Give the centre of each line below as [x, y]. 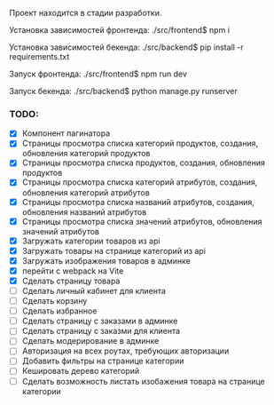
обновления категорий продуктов [86, 154]
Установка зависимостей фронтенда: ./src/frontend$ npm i [120, 30]
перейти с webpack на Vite [73, 271]
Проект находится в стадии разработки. [86, 13]
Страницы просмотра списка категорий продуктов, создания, [140, 143]
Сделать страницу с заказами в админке [100, 321]
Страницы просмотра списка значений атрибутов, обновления [142, 221]
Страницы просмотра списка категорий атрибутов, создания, [140, 182]
